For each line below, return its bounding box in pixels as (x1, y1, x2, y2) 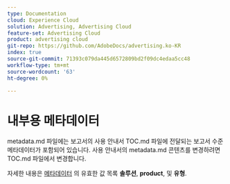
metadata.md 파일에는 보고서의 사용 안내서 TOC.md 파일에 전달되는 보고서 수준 (7, 137, 224, 146)
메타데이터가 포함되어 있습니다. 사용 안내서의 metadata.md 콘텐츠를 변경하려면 (7, 146, 220, 154)
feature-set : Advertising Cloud (7, 29, 100, 37)
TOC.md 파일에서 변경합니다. (7, 154, 87, 163)
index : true (7, 49, 42, 56)
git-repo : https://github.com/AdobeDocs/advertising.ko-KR (7, 42, 182, 49)
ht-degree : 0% (7, 74, 48, 82)
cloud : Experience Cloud (7, 17, 79, 24)
